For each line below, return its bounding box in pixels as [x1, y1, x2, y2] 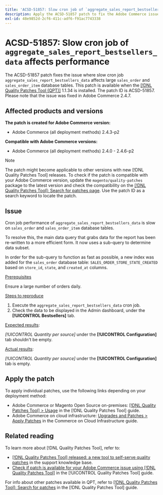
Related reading [5, 432, 54, 440]
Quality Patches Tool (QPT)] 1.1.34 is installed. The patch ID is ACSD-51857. [5, 88, 155, 93]
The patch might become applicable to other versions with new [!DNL [5, 167, 144, 173]
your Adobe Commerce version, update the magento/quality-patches [5, 177, 143, 183]
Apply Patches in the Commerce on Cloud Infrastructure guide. [12, 418, 138, 423]
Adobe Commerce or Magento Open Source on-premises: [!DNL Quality [12, 402, 156, 408]
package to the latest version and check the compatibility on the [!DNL [5, 183, 147, 188]
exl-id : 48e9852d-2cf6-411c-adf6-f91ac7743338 [5, 16, 101, 21]
